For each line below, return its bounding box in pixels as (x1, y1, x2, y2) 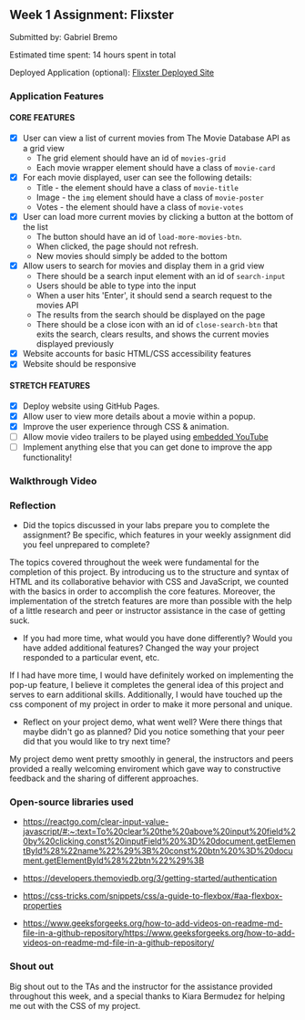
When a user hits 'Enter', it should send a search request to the (36, 290, 273, 301)
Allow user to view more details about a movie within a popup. (22, 411, 256, 422)
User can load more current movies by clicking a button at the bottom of (22, 212, 294, 223)
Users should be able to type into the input (36, 280, 197, 291)
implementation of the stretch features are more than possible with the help (9, 596, 293, 607)
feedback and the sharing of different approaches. (9, 773, 198, 784)
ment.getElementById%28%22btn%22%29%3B (22, 855, 205, 866)
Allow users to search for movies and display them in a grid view (22, 260, 265, 272)
